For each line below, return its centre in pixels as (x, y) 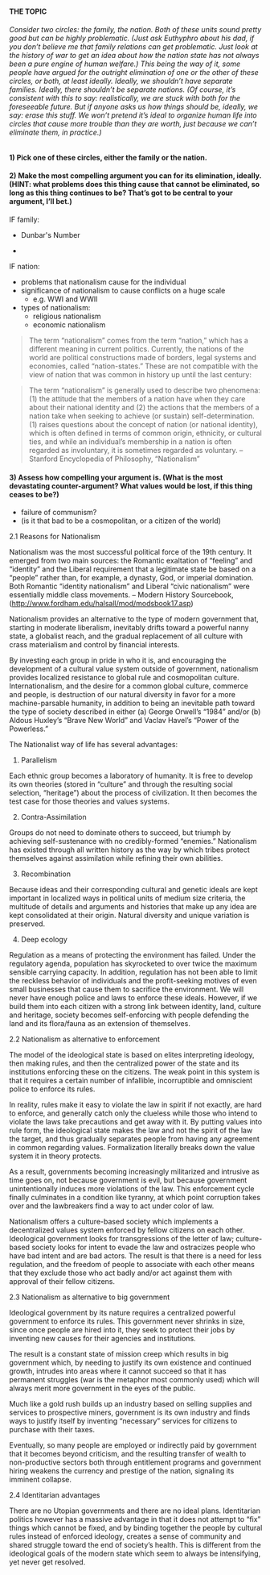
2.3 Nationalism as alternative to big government (90, 1297)
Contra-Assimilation (53, 817)
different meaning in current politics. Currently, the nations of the (136, 349)
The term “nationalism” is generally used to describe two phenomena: (144, 390)
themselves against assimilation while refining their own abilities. (116, 858)
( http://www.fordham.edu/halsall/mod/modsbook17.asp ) (101, 604)
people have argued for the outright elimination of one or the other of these (134, 73)
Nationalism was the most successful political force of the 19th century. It (131, 552)
